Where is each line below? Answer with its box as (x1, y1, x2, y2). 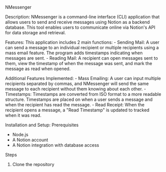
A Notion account (12, 137, 49, 143)
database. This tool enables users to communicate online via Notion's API (5, 24, 156, 30)
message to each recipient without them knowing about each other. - (5, 86, 146, 91)
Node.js (12, 132, 29, 137)
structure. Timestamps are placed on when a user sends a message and (5, 96, 153, 102)
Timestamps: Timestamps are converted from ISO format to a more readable (5, 91, 162, 97)
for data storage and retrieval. (5, 30, 66, 35)
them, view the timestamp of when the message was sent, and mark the (5, 61, 153, 66)
